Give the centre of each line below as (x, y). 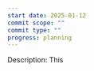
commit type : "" (34, 30)
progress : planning (40, 37)
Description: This (35, 60)
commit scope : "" (36, 23)
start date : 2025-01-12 (47, 15)
